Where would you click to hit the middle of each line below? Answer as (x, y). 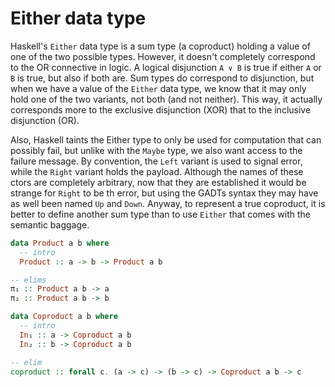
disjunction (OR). (45, 120)
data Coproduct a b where (64, 317)
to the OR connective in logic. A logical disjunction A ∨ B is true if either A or (166, 67)
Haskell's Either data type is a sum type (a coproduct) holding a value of (160, 46)
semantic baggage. (50, 224)
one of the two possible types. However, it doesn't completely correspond (163, 56)
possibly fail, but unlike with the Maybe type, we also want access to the (156, 150)
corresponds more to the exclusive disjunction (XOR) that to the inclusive (161, 109)
